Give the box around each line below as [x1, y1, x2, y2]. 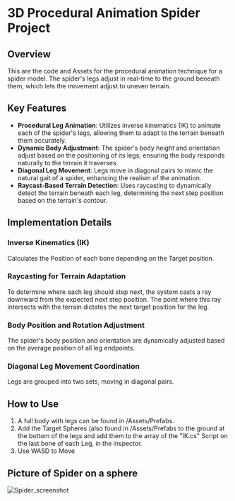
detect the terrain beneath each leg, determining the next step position [17, 189, 224, 197]
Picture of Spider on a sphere [7, 467, 138, 479]
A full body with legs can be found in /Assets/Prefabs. [17, 417, 174, 425]
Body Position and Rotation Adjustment [7, 320, 145, 330]
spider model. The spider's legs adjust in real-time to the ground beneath [7, 74, 220, 83]
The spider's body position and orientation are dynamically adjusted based [7, 336, 225, 345]
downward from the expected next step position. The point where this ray [7, 295, 221, 303]
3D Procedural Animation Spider [7, 5, 200, 21]
